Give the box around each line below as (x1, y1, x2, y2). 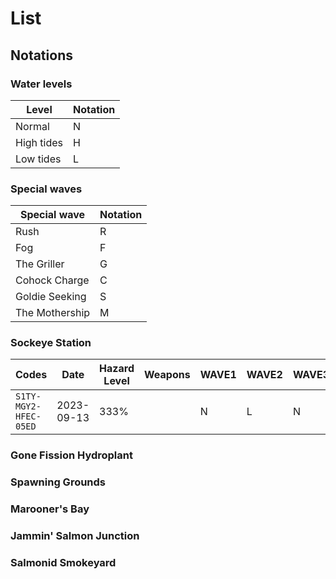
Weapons (144, 368, 191, 382)
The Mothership (15, 306, 91, 320)
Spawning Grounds (10, 475, 107, 489)
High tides (15, 135, 64, 149)
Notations (10, 47, 73, 64)
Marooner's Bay (10, 502, 90, 516)
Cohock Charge (15, 273, 90, 287)
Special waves (10, 182, 83, 196)
